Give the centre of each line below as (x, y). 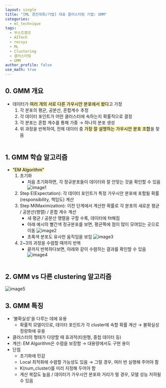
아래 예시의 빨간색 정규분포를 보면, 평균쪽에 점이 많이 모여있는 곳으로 (93, 224)
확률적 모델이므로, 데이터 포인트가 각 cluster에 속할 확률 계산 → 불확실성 (89, 325)
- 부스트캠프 (20, 33)
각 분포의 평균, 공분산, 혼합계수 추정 (54, 110)
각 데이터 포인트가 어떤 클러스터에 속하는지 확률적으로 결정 (76, 116)
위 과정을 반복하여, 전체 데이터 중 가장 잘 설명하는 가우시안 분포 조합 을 (87, 129)
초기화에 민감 (32, 356)
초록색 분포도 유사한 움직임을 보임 (60, 237)
